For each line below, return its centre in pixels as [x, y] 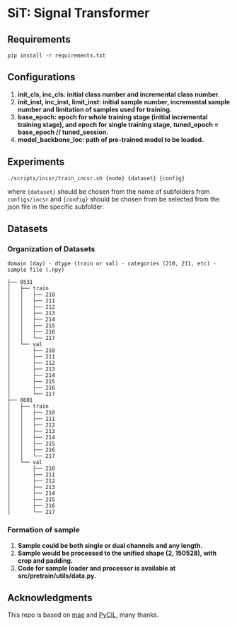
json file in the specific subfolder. [56, 207]
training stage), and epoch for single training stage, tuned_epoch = [118, 124]
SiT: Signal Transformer [79, 13]
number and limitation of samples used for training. [94, 109]
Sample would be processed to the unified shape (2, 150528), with [117, 553]
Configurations [41, 77]
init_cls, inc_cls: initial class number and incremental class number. [119, 94]
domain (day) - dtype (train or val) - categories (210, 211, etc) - [112, 264]
